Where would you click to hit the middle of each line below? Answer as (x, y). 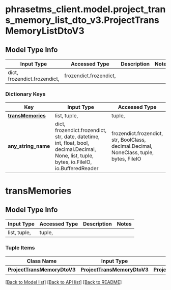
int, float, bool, (72, 143)
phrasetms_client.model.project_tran (85, 9)
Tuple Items (20, 248)
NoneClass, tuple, (133, 152)
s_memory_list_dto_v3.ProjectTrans (82, 20)
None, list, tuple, (75, 156)
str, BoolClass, (129, 140)
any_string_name (29, 146)
